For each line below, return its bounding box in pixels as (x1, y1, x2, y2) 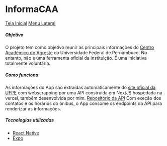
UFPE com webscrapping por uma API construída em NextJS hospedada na (5, 89, 162, 96)
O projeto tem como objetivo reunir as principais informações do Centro (5, 44, 154, 50)
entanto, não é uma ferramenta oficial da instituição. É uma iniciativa (5, 55, 147, 61)
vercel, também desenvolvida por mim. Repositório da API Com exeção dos (5, 95, 161, 101)
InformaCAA (5, 4, 59, 15)
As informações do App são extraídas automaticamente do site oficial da (5, 84, 156, 90)
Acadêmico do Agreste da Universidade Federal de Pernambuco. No (5, 49, 147, 56)
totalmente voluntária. (5, 60, 51, 66)
